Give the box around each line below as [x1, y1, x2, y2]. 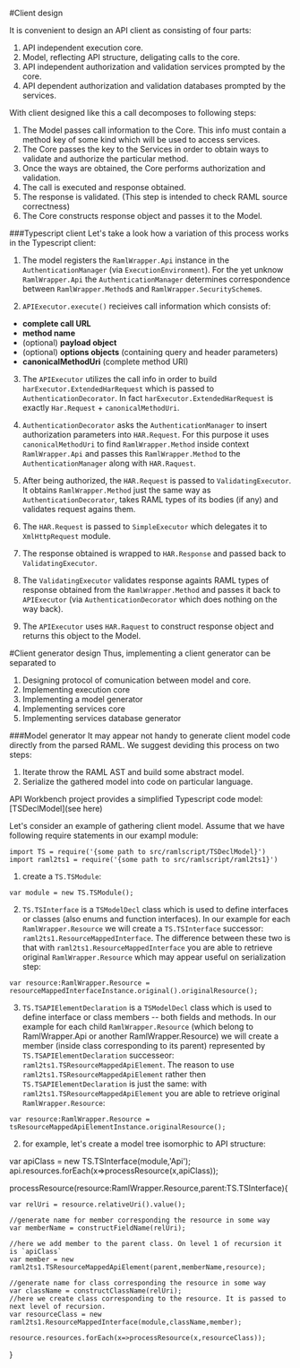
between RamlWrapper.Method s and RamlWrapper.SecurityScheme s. [21, 283, 262, 294]
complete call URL [21, 318, 91, 328]
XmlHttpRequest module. [21, 531, 112, 541]
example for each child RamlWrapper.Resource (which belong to [21, 1022, 253, 1032]
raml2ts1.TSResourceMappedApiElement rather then [21, 1069, 206, 1079]
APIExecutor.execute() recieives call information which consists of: [21, 301, 271, 311]
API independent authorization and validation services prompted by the [21, 62, 286, 72]
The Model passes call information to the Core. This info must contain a [21, 125, 287, 135]
